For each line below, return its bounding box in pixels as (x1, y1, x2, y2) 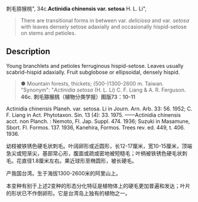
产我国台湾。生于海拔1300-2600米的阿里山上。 (6, 170, 121, 177)
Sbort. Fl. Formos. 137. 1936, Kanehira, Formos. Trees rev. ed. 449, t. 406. (6, 123, 185, 131)
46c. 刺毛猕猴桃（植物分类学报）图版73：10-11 (20, 93, 136, 100)
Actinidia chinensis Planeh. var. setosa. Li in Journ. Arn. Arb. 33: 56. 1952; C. (6, 105, 193, 112)
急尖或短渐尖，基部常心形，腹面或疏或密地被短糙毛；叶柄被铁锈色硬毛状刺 (6, 149, 187, 157)
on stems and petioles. (20, 30, 76, 37)
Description (6, 47, 50, 57)
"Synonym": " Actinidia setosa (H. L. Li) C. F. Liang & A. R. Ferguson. (20, 86, 186, 93)
